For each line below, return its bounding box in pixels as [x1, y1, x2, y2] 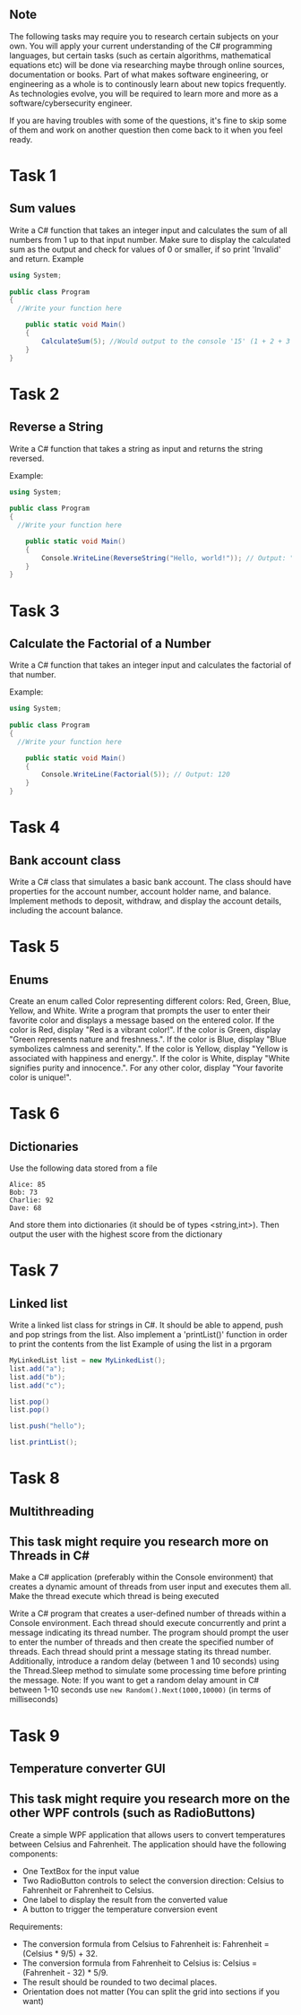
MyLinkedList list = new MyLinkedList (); [9, 1356, 167, 1365]
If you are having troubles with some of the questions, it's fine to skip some [9, 115, 287, 125]
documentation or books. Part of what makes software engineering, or [9, 69, 269, 80]
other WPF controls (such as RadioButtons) [9, 1805, 256, 1820]
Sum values [9, 201, 76, 216]
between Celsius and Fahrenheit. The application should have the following [9, 1838, 287, 1849]
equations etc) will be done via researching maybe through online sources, [9, 59, 285, 70]
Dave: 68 [9, 1204, 42, 1213]
